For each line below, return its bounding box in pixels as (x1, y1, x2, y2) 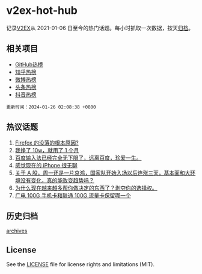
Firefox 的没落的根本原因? (14, 139, 79, 146)
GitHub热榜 (14, 61, 43, 68)
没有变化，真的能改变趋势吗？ (20, 176, 94, 184)
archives (6, 227, 28, 235)
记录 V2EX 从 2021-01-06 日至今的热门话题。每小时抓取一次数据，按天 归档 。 (6, 24, 194, 31)
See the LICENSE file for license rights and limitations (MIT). (6, 261, 155, 268)
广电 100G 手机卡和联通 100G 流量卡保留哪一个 (14, 191, 131, 199)
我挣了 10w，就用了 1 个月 (14, 146, 79, 154)
